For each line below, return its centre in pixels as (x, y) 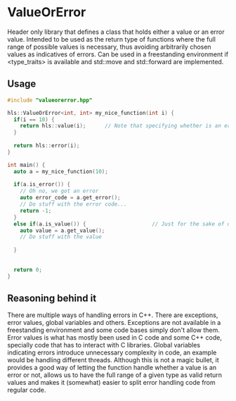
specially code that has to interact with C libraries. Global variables (104, 345)
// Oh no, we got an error (59, 191)
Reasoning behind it (52, 298)
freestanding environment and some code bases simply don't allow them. (113, 330)
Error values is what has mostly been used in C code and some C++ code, (115, 338)
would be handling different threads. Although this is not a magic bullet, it (113, 360)
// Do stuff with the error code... (74, 204)
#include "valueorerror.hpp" (50, 100)
